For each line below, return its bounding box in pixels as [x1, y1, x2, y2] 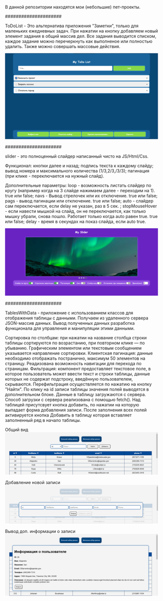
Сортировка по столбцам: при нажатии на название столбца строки [5, 335, 147, 341]
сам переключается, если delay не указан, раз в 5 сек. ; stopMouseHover [5, 203, 157, 209]
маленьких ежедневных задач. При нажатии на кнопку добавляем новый [5, 28, 158, 33]
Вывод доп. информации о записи [5, 529, 76, 534]
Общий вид [5, 427, 29, 433]
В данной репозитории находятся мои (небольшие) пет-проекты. [5, 4, 141, 10]
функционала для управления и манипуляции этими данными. [5, 325, 135, 332]
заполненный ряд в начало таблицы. [5, 417, 81, 423]
